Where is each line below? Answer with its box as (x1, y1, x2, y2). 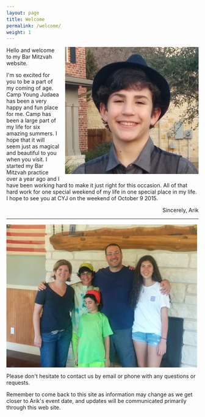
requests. (6, 379, 31, 386)
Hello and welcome (6, 46, 55, 54)
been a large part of (6, 117, 57, 125)
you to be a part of (6, 78, 53, 85)
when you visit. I (6, 156, 48, 163)
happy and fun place (6, 104, 59, 111)
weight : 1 (6, 29, 32, 35)
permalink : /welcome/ (6, 23, 62, 29)
